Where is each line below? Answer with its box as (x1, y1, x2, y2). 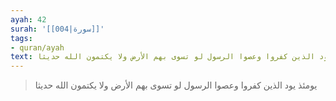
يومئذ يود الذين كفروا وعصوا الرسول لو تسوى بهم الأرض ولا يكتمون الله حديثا (34, 79, 318, 91)
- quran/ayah (10, 42, 65, 53)
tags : (10, 33, 33, 43)
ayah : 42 (10, 14, 47, 25)
